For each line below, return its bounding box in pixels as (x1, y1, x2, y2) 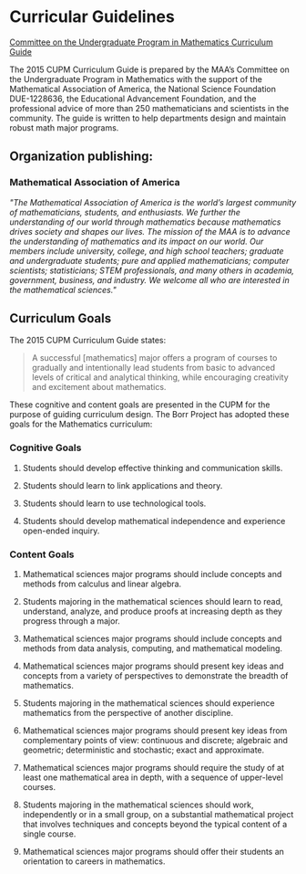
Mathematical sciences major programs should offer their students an (22, 847, 285, 858)
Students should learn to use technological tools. (22, 498, 207, 509)
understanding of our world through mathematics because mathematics (9, 216, 281, 227)
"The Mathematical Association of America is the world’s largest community (9, 196, 297, 207)
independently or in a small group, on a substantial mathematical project (22, 809, 294, 820)
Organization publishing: (9, 149, 153, 164)
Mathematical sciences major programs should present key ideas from (22, 725, 288, 736)
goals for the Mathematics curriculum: (9, 418, 153, 430)
